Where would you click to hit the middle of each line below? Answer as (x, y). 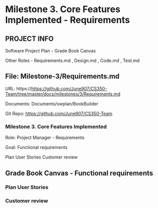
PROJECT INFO (29, 39)
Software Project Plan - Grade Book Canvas (51, 51)
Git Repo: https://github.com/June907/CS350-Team (59, 113)
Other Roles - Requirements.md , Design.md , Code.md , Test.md (72, 61)
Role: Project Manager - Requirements (45, 138)
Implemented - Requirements (67, 20)
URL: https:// (18, 88)
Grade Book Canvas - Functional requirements (79, 173)
